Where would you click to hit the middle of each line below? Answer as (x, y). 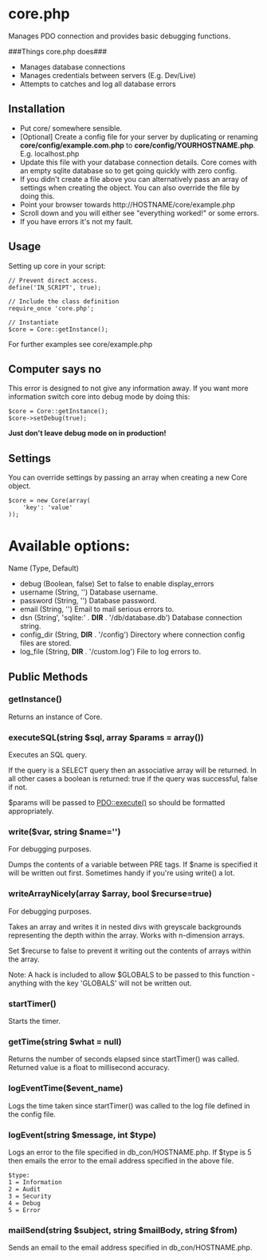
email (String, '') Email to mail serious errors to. (97, 609)
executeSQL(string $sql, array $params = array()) (106, 737)
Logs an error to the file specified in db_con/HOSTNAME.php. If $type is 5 (130, 1152)
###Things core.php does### (58, 51)
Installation (37, 109)
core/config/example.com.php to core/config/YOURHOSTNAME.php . (137, 145)
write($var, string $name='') (65, 832)
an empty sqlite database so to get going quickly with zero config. (128, 170)
